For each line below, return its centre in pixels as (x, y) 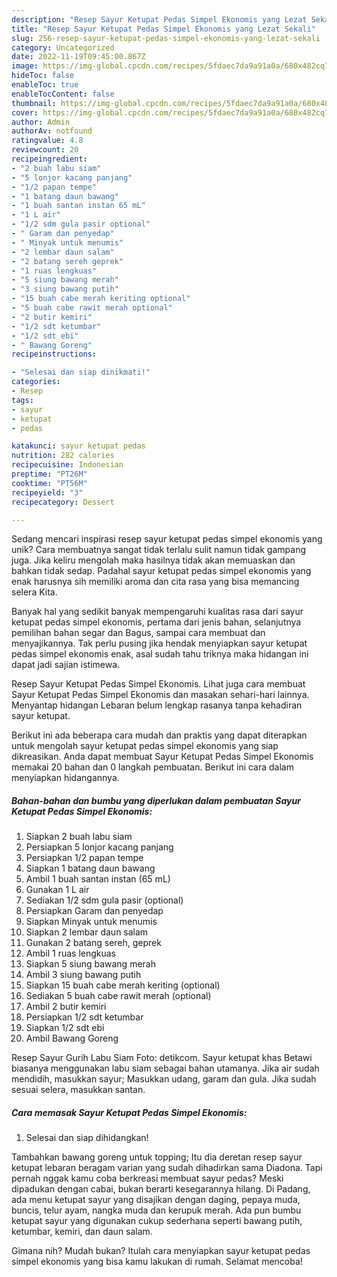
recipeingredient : (49, 159)
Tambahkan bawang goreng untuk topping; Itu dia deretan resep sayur (157, 1157)
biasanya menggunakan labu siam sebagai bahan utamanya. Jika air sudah (165, 1068)
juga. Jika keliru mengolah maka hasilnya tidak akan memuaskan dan (153, 560)
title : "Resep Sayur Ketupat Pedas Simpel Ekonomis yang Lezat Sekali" (163, 29)
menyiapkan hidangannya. (65, 778)
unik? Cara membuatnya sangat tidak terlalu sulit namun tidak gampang (159, 550)
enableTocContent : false (63, 94)
